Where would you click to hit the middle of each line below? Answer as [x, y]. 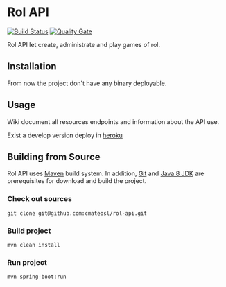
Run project [27, 262]
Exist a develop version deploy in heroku [65, 135]
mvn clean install [34, 245]
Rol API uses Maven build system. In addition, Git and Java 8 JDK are [106, 173]
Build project [29, 231]
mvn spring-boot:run [37, 277]
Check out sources [40, 199]
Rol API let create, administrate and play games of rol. [84, 44]
